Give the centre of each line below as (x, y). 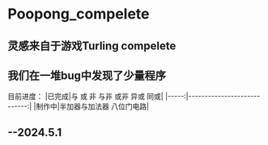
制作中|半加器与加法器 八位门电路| (92, 106)
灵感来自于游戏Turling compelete (92, 46)
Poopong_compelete (79, 14)
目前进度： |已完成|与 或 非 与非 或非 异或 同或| (85, 97)
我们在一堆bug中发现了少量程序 (87, 75)
